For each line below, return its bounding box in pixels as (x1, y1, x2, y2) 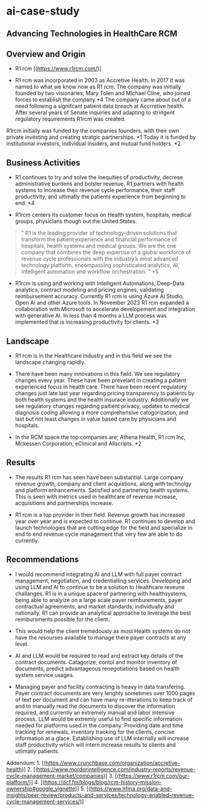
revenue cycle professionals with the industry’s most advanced (21, 255, 178, 262)
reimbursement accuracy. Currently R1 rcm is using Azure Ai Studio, (15, 293, 184, 300)
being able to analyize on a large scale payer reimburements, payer (15, 596, 183, 604)
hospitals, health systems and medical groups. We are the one (21, 242, 177, 250)
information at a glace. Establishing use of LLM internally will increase (15, 735, 189, 742)
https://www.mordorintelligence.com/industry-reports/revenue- (37, 766, 196, 773)
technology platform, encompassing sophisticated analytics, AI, (21, 262, 180, 269)
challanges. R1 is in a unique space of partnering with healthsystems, (15, 590, 187, 597)
